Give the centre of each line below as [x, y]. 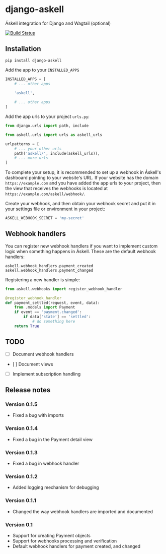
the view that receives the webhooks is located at [57, 189]
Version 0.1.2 [21, 476]
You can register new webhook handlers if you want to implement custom [81, 246]
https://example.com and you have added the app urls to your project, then [83, 183]
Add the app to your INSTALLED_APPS [42, 70]
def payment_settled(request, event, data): [53, 303]
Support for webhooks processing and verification [65, 541]
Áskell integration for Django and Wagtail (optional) [58, 23]
